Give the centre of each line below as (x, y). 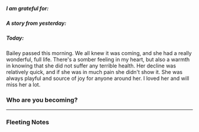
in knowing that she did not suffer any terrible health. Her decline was (91, 66)
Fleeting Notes (28, 122)
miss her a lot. (23, 84)
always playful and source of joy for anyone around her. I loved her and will (98, 78)
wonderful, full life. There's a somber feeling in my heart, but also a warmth (98, 59)
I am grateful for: (28, 8)
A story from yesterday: (36, 23)
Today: (15, 38)
